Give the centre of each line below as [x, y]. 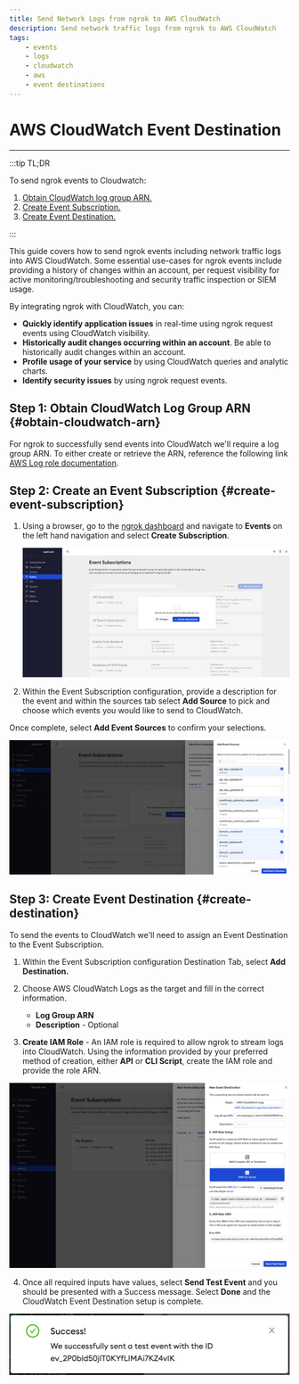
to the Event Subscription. [57, 944]
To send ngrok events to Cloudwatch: [78, 180]
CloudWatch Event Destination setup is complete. [113, 1301]
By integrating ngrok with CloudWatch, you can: [97, 306]
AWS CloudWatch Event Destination [145, 130]
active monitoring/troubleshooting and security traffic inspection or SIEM [143, 279]
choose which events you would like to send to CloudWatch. [133, 711]
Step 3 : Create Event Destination [101, 899]
